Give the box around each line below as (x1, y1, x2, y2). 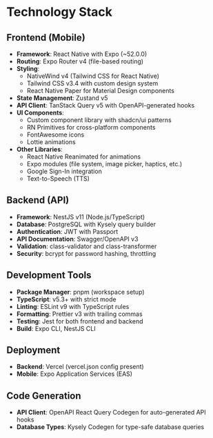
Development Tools (6, 270, 92, 281)
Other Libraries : (16, 146, 63, 153)
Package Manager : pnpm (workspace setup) (16, 288, 145, 296)
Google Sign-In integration (26, 167, 103, 175)
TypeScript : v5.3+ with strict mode (16, 295, 116, 303)
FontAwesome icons (26, 130, 85, 139)
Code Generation (6, 390, 81, 401)
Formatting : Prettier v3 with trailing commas (16, 310, 143, 318)
